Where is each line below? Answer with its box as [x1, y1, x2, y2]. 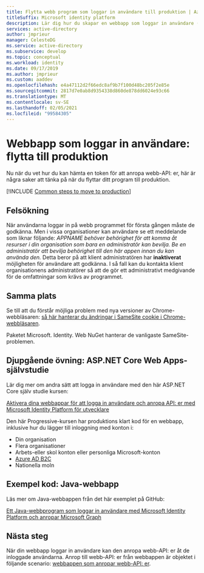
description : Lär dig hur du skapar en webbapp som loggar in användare [6, 20, 194, 26]
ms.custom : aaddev [6, 76, 53, 83]
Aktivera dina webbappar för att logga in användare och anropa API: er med [6, 399, 195, 407]
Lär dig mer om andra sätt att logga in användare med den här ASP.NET [6, 381, 185, 388]
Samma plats [6, 291, 56, 301]
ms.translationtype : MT [6, 93, 67, 100]
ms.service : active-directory [6, 43, 83, 49]
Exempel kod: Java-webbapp [6, 479, 120, 489]
